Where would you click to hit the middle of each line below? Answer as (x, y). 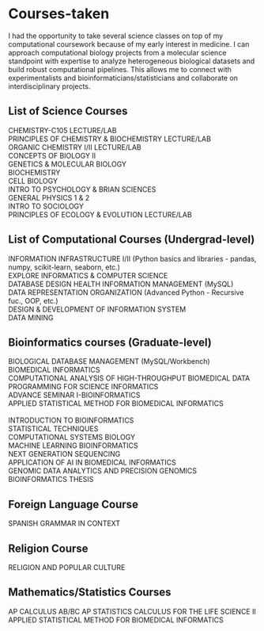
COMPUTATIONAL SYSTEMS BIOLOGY (72, 438)
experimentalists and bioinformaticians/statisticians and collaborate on (123, 78)
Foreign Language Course (73, 504)
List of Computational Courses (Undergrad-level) (132, 240)
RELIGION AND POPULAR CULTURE (67, 567)
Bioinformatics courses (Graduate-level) (110, 342)
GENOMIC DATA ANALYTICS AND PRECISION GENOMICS (103, 471)
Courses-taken (59, 14)
